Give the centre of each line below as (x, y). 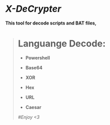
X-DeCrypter (33, 9)
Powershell (38, 58)
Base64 (34, 67)
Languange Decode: (62, 44)
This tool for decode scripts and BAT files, (51, 23)
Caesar (34, 107)
